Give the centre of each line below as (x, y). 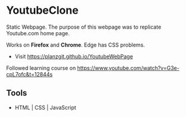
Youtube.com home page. (38, 33)
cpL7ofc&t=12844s (30, 74)
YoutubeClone (42, 10)
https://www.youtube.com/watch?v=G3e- (128, 68)
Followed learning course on (41, 68)
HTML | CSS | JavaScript (45, 107)
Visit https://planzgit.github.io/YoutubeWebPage (74, 56)
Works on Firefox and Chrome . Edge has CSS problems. (75, 45)
